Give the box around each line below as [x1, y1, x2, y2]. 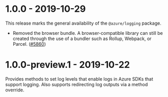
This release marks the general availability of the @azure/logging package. [5, 20, 162, 26]
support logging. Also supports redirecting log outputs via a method [5, 81, 148, 87]
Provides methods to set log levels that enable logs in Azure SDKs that [5, 75, 153, 82]
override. [5, 87, 25, 93]
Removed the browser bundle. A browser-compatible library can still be [12, 30, 163, 36]
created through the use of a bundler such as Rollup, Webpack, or [12, 35, 152, 42]
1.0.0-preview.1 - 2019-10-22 [5, 59, 130, 71]
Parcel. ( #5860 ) [12, 41, 46, 47]
